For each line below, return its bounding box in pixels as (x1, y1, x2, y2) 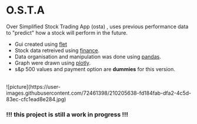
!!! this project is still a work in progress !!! (6, 110, 128, 118)
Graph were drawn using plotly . (14, 59, 91, 66)
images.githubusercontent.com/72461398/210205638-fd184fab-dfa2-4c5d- (6, 89, 192, 96)
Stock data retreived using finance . (14, 46, 100, 53)
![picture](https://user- (6, 83, 61, 90)
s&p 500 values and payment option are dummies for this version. (14, 65, 175, 72)
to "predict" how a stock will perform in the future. (6, 29, 128, 36)
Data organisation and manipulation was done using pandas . (14, 53, 162, 60)
